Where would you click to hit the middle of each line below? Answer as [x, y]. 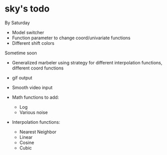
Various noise [34, 112]
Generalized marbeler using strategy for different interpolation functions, [87, 62]
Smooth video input [32, 87]
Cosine [27, 142]
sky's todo [27, 9]
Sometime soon [21, 53]
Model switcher [28, 32]
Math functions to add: [35, 97]
